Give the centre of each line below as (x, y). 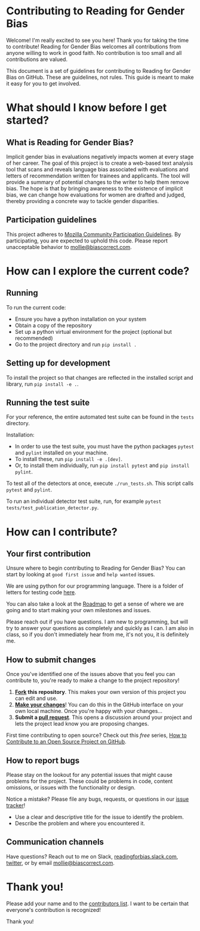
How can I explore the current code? (98, 271)
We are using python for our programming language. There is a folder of (95, 586)
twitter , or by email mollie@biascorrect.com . (61, 863)
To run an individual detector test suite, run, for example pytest (84, 501)
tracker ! (16, 805)
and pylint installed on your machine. (61, 453)
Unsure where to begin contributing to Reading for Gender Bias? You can (96, 568)
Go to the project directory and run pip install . (76, 344)
